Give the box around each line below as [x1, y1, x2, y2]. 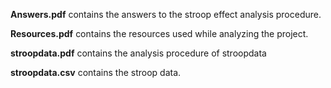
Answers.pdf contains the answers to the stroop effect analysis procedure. [10, 9, 322, 20]
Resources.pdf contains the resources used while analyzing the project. [10, 28, 309, 39]
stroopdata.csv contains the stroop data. [10, 67, 182, 78]
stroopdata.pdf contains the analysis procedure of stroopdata [10, 47, 267, 59]
